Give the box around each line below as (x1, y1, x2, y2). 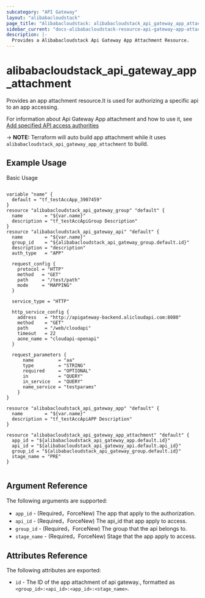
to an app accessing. (6, 103, 59, 111)
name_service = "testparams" (22, 383, 97, 390)
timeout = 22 (17, 330, 56, 336)
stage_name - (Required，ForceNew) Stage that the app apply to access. (15, 533, 196, 540)
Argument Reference (6, 481, 88, 491)
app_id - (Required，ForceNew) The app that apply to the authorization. (15, 509, 196, 517)
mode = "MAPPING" (17, 282, 72, 288)
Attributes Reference (6, 550, 88, 561)
